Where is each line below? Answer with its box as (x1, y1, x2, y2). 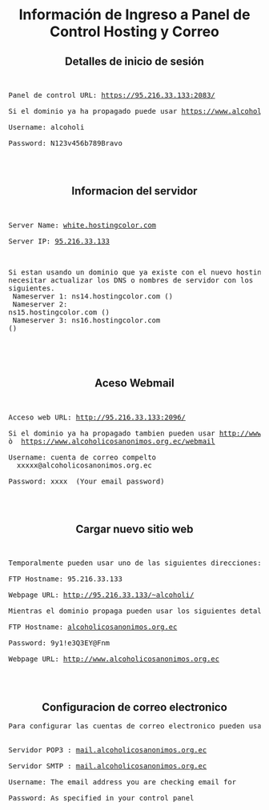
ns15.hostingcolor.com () (8, 307, 110, 317)
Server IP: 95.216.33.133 (8, 236, 110, 246)
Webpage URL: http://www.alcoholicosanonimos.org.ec (8, 655, 220, 664)
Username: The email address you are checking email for (8, 778, 237, 787)
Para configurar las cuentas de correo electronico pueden (8, 722, 246, 731)
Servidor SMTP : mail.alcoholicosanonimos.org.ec (8, 762, 207, 771)
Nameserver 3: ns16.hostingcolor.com (12, 315, 161, 325)
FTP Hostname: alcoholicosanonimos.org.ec (8, 623, 178, 632)
